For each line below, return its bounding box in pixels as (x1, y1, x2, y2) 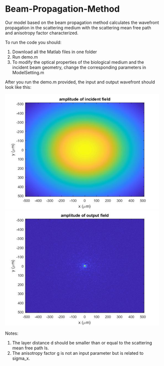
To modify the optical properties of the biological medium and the (12, 59, 144, 65)
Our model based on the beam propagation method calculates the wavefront (5, 20, 159, 25)
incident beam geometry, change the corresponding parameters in (12, 64, 146, 70)
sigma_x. (12, 355, 30, 361)
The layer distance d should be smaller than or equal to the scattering (12, 340, 152, 346)
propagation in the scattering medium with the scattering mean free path (5, 24, 151, 30)
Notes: (5, 330, 19, 336)
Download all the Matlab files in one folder (12, 49, 97, 55)
